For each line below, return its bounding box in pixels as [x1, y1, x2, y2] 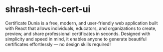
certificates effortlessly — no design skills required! [5, 41, 111, 47]
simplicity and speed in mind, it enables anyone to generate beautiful [5, 36, 147, 42]
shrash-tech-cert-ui [5, 3, 91, 15]
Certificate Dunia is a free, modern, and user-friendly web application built [5, 20, 158, 26]
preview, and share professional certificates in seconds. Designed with [5, 30, 151, 36]
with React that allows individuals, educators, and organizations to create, [5, 25, 157, 31]
